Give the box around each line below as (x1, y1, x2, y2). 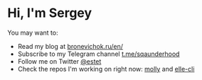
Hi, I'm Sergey (7, 5, 92, 21)
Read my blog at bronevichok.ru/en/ (17, 42, 123, 50)
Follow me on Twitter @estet (17, 57, 102, 65)
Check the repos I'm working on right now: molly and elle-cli (17, 64, 195, 73)
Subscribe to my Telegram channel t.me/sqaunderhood (17, 50, 180, 58)
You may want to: (7, 28, 58, 37)
